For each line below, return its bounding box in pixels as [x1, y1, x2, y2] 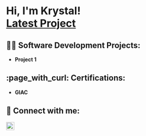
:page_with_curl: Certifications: [6, 73, 126, 83]
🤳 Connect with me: [6, 106, 80, 116]
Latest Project [6, 17, 76, 30]
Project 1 [14, 56, 37, 63]
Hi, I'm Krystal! [6, 4, 81, 18]
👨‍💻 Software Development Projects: [6, 40, 141, 50]
